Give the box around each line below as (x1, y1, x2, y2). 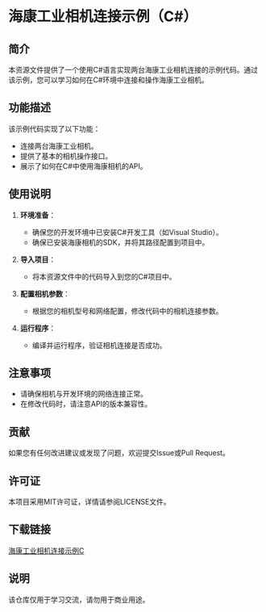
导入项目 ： (19, 254, 56, 264)
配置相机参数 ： (19, 288, 70, 299)
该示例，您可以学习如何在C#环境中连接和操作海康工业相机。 (8, 75, 210, 85)
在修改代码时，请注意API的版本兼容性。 (19, 399, 152, 409)
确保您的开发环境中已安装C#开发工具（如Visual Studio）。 (31, 227, 223, 237)
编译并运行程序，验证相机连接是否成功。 (31, 340, 167, 350)
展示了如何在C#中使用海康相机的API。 (19, 161, 148, 170)
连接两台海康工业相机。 (19, 140, 98, 150)
